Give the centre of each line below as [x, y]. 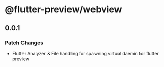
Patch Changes [24, 43]
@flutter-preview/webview [63, 9]
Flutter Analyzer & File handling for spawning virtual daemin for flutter [85, 53]
